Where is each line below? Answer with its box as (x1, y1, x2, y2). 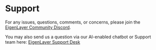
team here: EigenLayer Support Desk (5, 39, 80, 45)
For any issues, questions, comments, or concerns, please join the (5, 19, 141, 25)
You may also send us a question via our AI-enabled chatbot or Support (5, 34, 151, 40)
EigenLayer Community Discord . (5, 24, 71, 30)
